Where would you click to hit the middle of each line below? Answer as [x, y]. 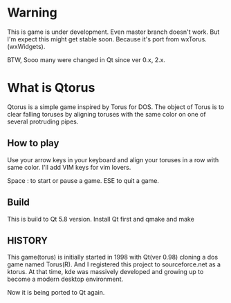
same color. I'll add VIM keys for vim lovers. [69, 167]
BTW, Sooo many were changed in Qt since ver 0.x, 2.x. [86, 59]
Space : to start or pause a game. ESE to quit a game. [83, 180]
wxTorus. [194, 39]
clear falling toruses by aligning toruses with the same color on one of [107, 114]
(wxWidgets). [26, 46]
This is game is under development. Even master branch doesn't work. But [113, 32]
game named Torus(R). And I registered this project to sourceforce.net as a [114, 264]
